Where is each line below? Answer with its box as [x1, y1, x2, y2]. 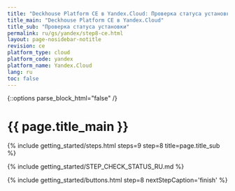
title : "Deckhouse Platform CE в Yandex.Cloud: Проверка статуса [7, 10, 201, 17]
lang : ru [7, 68, 33, 75]
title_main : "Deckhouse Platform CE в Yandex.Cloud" [7, 17, 164, 24]
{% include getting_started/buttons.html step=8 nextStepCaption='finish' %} [7, 176, 228, 185]
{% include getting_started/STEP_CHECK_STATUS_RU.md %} [7, 162, 185, 171]
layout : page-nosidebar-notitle [7, 36, 101, 43]
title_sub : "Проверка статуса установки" [7, 23, 130, 30]
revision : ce [7, 43, 45, 49]
